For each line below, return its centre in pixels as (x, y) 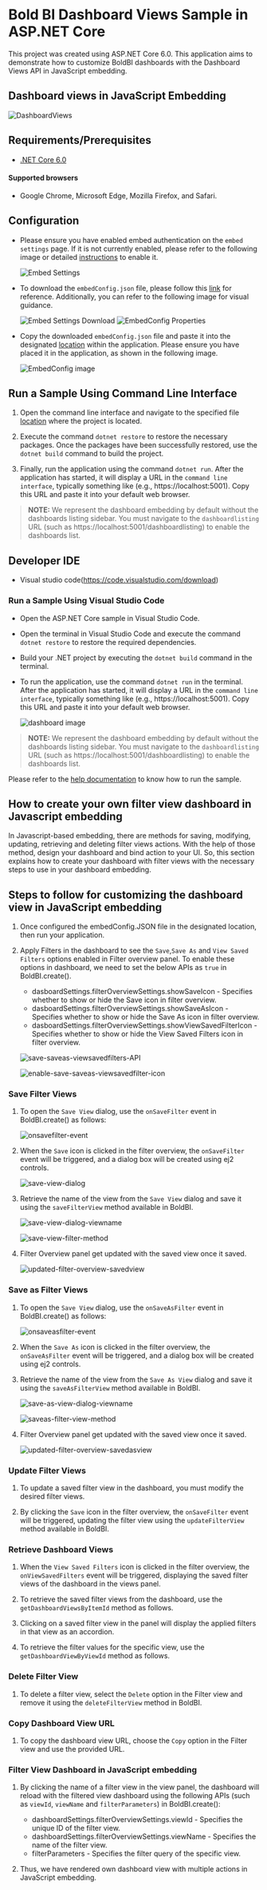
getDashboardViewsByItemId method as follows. (96, 1608)
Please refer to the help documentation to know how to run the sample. (125, 779)
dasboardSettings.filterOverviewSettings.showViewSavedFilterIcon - (144, 1025)
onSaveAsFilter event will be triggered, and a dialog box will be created (137, 1355)
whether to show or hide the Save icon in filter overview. (124, 1000)
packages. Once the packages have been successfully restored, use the (138, 445)
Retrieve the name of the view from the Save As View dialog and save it (136, 1379)
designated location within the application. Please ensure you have (130, 344)
